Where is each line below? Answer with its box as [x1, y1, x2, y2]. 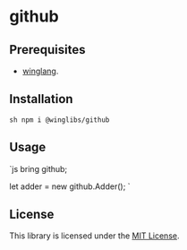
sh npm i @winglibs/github [9, 115, 110, 125]
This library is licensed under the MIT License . [9, 230, 180, 241]
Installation [9, 91, 73, 107]
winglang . [21, 65, 59, 76]
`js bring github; [9, 163, 68, 174]
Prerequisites [9, 42, 86, 57]
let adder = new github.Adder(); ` [9, 181, 132, 192]
